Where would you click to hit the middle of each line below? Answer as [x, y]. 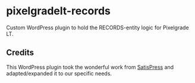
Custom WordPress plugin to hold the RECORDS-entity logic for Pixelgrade [97, 27]
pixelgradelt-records [59, 11]
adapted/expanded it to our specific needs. [59, 73]
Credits [20, 53]
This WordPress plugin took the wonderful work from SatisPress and [90, 67]
